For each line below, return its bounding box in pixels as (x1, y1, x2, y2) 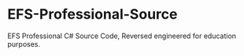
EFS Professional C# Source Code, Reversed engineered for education (7, 31, 237, 40)
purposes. (7, 39, 41, 48)
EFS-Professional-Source (7, 5, 178, 23)
